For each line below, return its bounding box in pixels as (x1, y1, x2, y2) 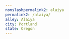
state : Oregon (5, 26, 35, 31)
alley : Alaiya (5, 17, 35, 22)
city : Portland (5, 21, 37, 27)
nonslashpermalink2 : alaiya (5, 7, 64, 13)
